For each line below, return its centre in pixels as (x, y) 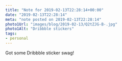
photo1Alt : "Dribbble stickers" (40, 29)
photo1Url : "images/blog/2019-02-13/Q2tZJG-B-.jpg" (61, 24)
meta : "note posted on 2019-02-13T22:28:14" (53, 19)
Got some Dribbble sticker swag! (40, 53)
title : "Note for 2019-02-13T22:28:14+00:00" (54, 10)
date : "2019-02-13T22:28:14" (36, 15)
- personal (17, 39)
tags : (11, 34)
